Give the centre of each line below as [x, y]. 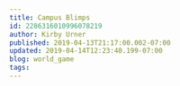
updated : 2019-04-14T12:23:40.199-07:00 [86, 51]
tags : [19, 68]
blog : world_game [42, 59]
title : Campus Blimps [50, 17]
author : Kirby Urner [48, 34]
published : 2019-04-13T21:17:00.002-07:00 [90, 43]
